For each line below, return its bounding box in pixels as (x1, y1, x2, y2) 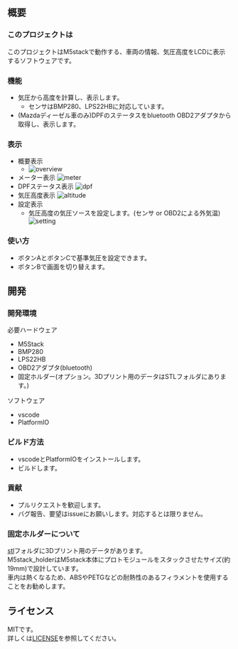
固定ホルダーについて (7, 529, 80, 539)
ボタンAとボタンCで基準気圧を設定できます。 (17, 253, 151, 262)
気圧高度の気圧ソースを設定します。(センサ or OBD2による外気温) (28, 209, 221, 218)
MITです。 (7, 625, 38, 633)
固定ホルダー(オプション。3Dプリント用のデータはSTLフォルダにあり (17, 372, 220, 381)
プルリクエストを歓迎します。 (17, 500, 105, 509)
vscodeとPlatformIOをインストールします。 (17, 454, 145, 463)
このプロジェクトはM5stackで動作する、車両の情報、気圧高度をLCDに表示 (7, 47, 226, 55)
